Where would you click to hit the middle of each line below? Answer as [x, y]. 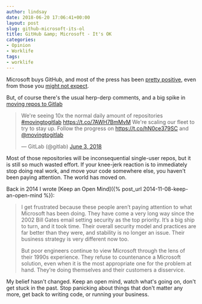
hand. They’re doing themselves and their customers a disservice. [103, 270]
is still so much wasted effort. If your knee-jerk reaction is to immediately [97, 164]
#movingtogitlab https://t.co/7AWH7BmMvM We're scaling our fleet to [108, 122]
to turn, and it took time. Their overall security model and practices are [109, 226]
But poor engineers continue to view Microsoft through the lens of [103, 250]
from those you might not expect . [48, 85]
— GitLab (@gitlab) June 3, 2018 [62, 146]
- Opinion [19, 46]
